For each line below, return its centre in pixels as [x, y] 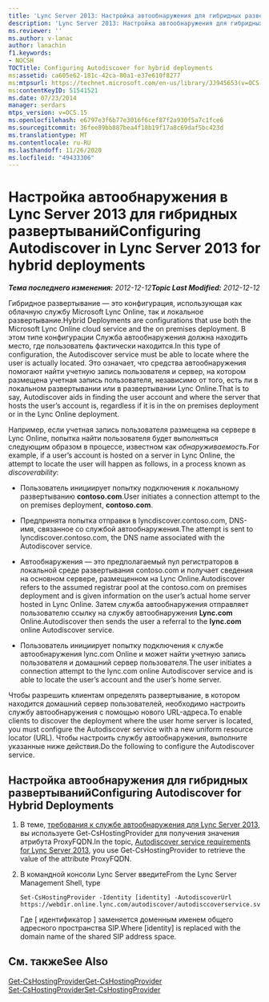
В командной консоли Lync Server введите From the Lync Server [128, 874]
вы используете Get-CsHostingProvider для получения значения [130, 833]
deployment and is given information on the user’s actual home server [135, 596]
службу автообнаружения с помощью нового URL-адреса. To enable [125, 712]
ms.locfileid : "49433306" [51, 157]
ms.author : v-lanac [41, 38]
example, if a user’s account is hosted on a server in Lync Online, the [122, 455]
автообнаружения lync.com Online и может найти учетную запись [133, 654]
